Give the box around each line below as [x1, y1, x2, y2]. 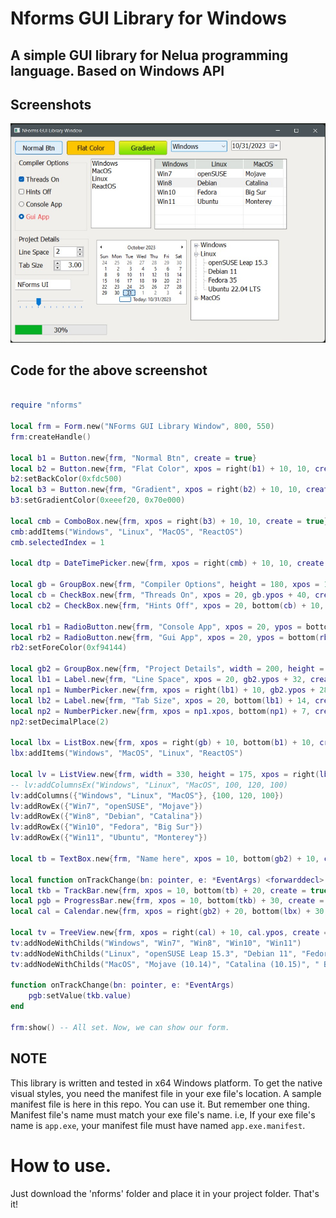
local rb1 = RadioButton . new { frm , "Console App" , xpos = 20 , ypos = [10, 622, 302, 632]
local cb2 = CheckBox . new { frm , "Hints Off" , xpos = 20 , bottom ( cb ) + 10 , [10, 600, 325, 611]
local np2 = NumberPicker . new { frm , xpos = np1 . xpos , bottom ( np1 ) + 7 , [10, 706, 311, 716]
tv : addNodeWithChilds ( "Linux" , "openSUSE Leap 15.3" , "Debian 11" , [10, 948, 298, 959]
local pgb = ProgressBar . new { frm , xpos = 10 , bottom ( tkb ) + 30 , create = [10, 896, 325, 906]
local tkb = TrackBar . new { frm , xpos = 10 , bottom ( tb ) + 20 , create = [10, 885, 307, 896]
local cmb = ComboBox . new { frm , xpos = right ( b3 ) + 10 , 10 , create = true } [10, 516, 329, 526]
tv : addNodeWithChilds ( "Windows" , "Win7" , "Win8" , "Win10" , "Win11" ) [10, 938, 302, 948]
